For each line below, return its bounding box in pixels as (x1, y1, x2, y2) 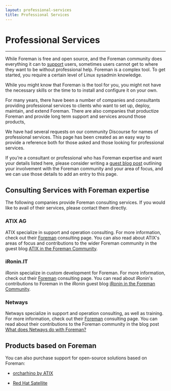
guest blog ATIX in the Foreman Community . (5, 245, 98, 251)
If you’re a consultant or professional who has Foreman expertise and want (5, 155, 162, 161)
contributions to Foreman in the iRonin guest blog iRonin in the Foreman (5, 280, 155, 286)
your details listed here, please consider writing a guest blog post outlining (5, 160, 162, 166)
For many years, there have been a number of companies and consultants (5, 97, 160, 103)
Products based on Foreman (5, 341, 97, 350)
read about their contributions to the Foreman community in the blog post (5, 321, 159, 327)
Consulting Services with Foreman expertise (5, 186, 150, 194)
